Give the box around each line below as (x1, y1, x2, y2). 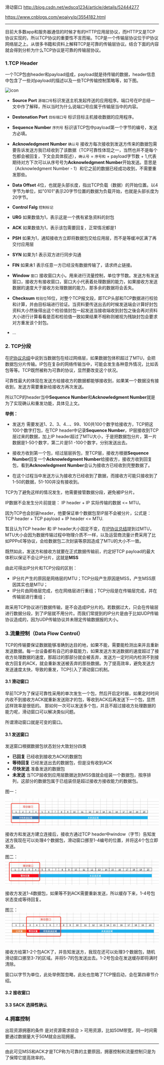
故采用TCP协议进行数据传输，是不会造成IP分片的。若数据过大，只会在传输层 (5, 604, 159, 610)
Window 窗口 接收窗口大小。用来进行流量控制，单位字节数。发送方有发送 (12, 273, 159, 279)
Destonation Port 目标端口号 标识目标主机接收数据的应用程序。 (12, 114, 137, 120)
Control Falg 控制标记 (12, 204, 54, 210)
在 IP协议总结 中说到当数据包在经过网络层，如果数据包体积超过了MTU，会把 (5, 355, 156, 361)
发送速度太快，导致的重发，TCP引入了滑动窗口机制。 (5, 666, 112, 672)
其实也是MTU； (16, 581, 48, 587)
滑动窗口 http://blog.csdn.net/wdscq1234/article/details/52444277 (5, 4, 139, 10)
